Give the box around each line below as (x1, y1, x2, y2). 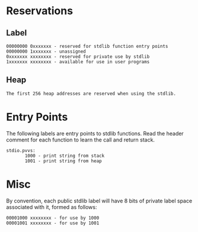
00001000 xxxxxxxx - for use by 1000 (6, 215, 100, 221)
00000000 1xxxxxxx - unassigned (6, 49, 86, 54)
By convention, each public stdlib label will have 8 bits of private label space (6, 197, 193, 204)
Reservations (6, 4, 73, 18)
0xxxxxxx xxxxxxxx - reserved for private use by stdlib (6, 54, 150, 60)
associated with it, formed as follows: (6, 203, 97, 211)
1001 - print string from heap (24, 158, 102, 164)
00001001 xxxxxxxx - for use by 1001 (6, 220, 100, 226)
